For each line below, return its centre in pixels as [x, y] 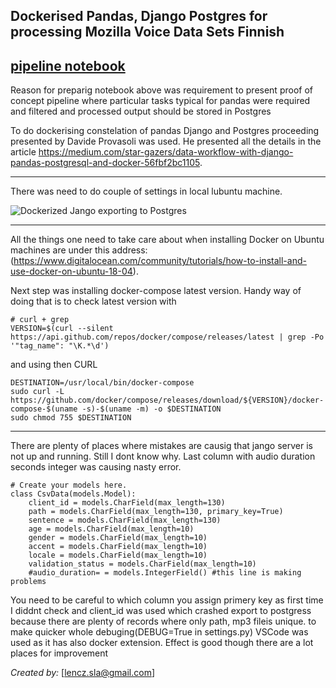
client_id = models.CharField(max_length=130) [127, 503]
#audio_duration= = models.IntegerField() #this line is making [165, 573]
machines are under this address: [79, 250]
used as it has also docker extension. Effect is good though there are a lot [162, 643]
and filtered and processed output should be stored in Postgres [141, 111]
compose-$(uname [44, 409]
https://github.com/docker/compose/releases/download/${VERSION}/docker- [167, 400]
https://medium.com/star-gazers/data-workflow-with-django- [166, 152]
